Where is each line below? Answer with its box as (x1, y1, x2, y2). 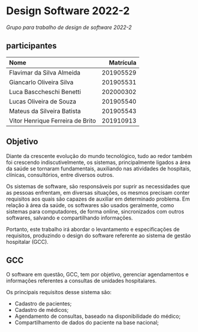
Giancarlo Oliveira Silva (9, 78, 74, 86)
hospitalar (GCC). (6, 238, 49, 245)
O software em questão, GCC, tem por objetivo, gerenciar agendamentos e (6, 271, 189, 278)
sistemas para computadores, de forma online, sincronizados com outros (6, 208, 184, 215)
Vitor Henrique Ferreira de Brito (9, 117, 96, 125)
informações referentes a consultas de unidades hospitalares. (6, 277, 157, 285)
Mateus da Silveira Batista (9, 107, 81, 115)
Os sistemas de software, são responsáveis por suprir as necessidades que (6, 182, 190, 190)
